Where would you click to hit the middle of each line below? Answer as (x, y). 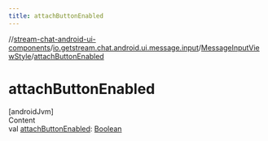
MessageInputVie (231, 47)
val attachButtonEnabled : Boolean (65, 128)
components (30, 47)
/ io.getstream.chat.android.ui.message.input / (126, 47)
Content (22, 120)
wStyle (20, 56)
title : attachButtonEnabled (56, 16)
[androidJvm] (31, 111)
